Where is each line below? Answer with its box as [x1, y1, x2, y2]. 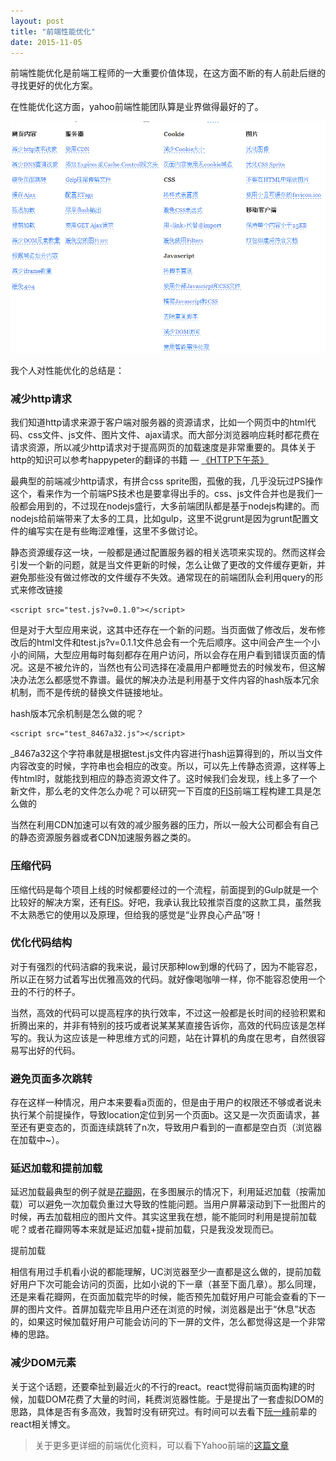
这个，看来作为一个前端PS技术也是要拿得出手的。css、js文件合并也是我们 [10, 488, 315, 500]
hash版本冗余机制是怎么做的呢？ [10, 708, 145, 720]
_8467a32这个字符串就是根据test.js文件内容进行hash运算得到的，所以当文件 [10, 748, 323, 760]
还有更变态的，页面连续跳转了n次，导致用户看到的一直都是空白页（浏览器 [18, 1121, 323, 1134]
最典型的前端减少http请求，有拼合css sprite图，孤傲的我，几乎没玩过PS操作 [10, 475, 324, 487]
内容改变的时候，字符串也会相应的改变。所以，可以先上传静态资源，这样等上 [10, 760, 326, 772]
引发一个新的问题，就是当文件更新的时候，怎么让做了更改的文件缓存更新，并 [10, 559, 326, 571]
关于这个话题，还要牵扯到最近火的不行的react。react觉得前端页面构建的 [10, 1380, 307, 1392]
